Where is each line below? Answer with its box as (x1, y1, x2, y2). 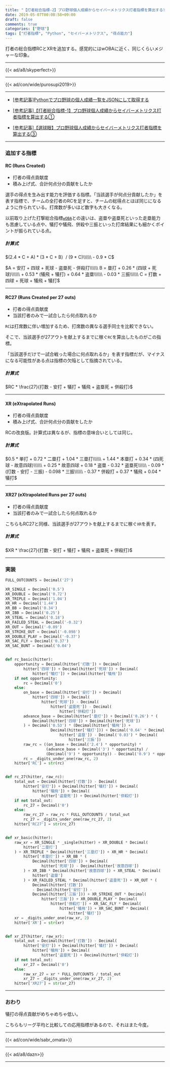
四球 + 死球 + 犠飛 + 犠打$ (5, 278, 60, 284)
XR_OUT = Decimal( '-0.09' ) (5, 624, 62, 629)
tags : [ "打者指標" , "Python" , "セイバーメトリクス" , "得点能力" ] (5, 31, 133, 36)
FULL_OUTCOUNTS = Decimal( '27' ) (5, 577, 73, 583)
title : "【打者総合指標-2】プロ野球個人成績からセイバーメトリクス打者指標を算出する (5, 7, 163, 13)
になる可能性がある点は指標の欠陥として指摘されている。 (5, 357, 125, 363)
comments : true (5, 21, 37, 27)
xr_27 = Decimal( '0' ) (23, 962, 69, 967)
